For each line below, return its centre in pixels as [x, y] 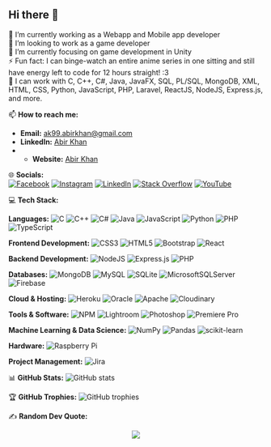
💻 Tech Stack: [34, 200]
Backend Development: [49, 258]
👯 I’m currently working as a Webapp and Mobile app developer [114, 34]
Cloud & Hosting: [38, 298]
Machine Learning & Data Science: [68, 330]
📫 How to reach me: [44, 114]
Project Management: [46, 361]
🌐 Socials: [26, 174]
